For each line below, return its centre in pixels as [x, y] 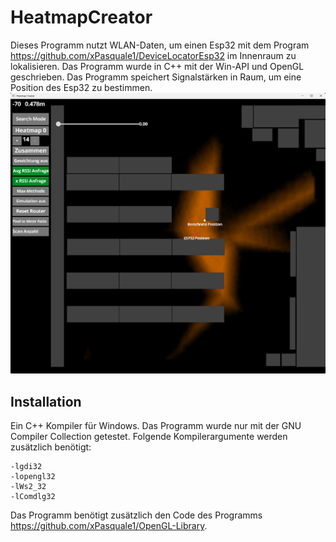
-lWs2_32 [28, 487]
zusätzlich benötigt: [51, 447]
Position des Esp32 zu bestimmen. [81, 87]
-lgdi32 [26, 467]
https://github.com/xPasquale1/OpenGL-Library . [109, 526]
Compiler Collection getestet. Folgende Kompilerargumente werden [149, 437]
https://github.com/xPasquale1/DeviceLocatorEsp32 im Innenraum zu [153, 55]
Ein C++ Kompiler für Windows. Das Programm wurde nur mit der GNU [156, 426]
